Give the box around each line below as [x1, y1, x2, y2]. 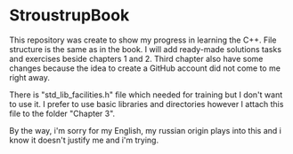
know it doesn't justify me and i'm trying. [9, 135, 159, 145]
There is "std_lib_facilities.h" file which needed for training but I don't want [9, 89, 283, 100]
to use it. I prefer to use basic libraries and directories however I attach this [9, 98, 284, 109]
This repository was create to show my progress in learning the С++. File [9, 35, 277, 45]
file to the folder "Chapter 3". [9, 108, 116, 119]
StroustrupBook [9, 5, 130, 26]
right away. [9, 72, 51, 82]
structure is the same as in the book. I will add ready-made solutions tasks [9, 43, 282, 54]
